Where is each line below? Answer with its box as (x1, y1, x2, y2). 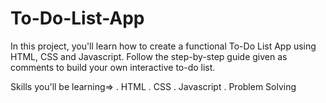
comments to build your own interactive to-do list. (10, 61, 216, 73)
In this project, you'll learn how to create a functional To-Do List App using (10, 40, 317, 52)
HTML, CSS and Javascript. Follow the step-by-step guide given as (10, 50, 288, 62)
